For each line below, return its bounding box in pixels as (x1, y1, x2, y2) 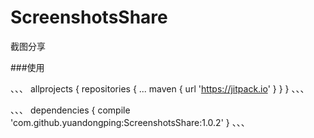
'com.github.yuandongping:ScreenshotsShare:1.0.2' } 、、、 (10, 116, 250, 128)
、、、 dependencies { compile (10, 104, 131, 116)
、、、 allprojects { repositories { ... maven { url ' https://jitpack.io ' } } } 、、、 (10, 82, 310, 95)
